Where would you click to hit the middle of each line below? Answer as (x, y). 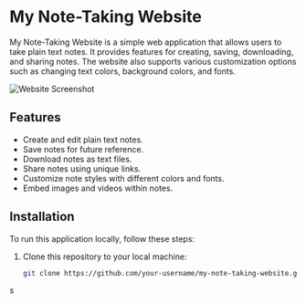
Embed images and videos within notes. (98, 188)
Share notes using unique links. (82, 168)
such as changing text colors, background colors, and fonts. (122, 71)
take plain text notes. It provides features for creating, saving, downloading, (152, 51)
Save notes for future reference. (83, 149)
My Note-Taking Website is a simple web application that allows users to (146, 42)
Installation (42, 217)
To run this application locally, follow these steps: (102, 238)
